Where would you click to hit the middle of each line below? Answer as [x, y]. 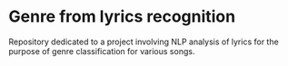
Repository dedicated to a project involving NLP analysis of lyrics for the [144, 42]
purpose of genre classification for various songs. [102, 51]
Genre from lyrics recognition [122, 17]
